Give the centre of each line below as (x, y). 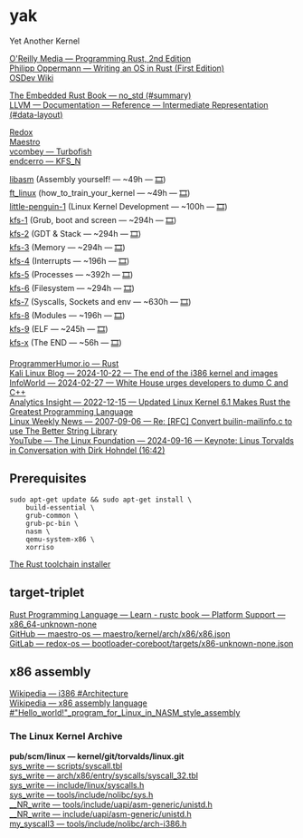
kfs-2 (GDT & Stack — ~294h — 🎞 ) (76, 233)
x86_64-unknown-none (53, 624)
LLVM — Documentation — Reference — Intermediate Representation (139, 104)
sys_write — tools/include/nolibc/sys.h (81, 794)
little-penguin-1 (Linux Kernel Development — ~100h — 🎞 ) (118, 206)
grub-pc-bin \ (52, 523)
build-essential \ (60, 507)
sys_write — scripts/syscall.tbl (66, 765)
